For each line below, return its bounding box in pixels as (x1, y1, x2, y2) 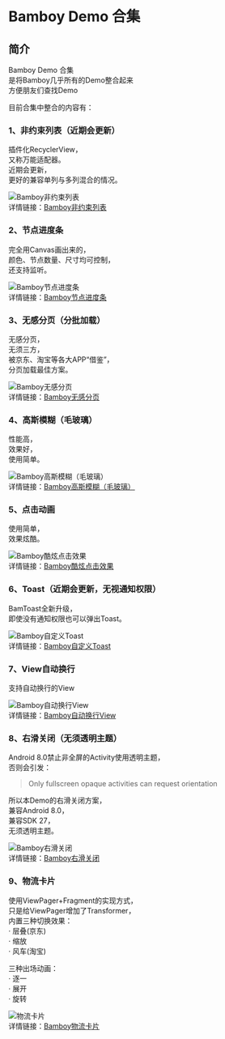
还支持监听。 (8, 265, 51, 275)
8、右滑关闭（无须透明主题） (8, 733, 122, 743)
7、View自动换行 (8, 663, 75, 675)
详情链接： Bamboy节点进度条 (8, 292, 107, 302)
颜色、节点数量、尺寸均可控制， (8, 254, 115, 264)
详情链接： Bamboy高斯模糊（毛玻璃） (8, 482, 135, 492)
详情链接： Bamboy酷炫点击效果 (8, 561, 114, 571)
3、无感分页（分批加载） (8, 314, 105, 326)
